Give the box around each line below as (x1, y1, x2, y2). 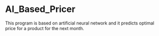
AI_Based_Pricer (5, 3, 76, 15)
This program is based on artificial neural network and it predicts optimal (5, 20, 155, 26)
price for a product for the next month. (5, 25, 84, 31)
